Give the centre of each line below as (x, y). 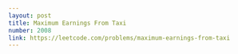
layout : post (30, 15)
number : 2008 (30, 30)
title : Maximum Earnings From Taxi (67, 23)
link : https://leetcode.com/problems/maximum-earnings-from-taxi (119, 38)
